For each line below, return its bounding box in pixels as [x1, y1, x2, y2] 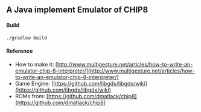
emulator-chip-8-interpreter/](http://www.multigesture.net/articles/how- [14, 67, 195, 74]
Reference [6, 47, 33, 55]
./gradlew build [6, 35, 47, 41]
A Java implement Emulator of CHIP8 [6, 5, 148, 15]
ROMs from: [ [14, 92, 49, 99]
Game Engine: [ [14, 80, 54, 87]
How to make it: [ [14, 60, 58, 68]
